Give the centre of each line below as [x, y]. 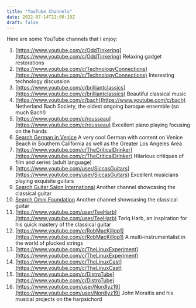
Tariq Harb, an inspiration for [153, 218]
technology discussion [42, 81]
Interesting [162, 75]
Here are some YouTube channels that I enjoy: [62, 39]
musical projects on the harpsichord [59, 299]
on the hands [31, 131]
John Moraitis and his [147, 293]
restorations [30, 63]
